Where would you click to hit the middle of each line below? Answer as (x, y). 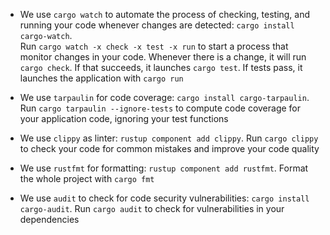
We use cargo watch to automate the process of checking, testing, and (165, 14)
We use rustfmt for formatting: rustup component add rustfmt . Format (164, 168)
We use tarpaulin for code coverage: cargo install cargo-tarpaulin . (164, 97)
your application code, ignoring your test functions (124, 118)
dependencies (49, 219)
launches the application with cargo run (101, 78)
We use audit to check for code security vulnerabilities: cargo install (164, 198)
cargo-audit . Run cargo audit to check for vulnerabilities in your (152, 208)
